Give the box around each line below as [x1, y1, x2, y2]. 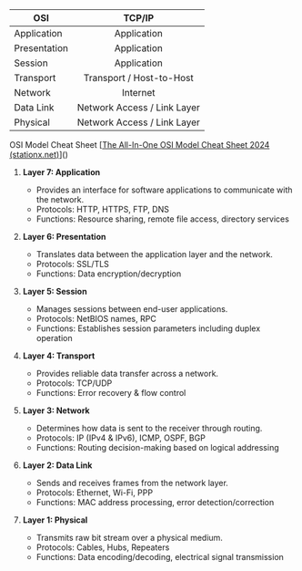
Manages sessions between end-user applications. [35, 304, 228, 314]
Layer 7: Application [22, 167, 101, 177]
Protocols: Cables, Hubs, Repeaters [35, 542, 170, 553]
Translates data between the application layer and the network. [35, 249, 273, 259]
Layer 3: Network [22, 405, 90, 416]
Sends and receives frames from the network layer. [35, 478, 229, 488]
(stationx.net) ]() [9, 150, 68, 160]
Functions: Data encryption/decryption [35, 268, 182, 279]
